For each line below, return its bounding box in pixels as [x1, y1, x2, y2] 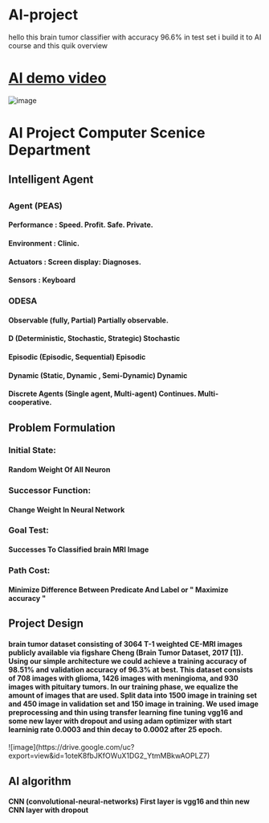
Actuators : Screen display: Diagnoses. [8, 257, 142, 266]
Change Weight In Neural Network [8, 504, 125, 514]
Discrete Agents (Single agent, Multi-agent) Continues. [8, 389, 197, 399]
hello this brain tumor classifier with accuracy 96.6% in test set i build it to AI [8, 32, 262, 42]
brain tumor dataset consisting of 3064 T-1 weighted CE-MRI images [8, 639, 243, 648]
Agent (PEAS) [8, 200, 63, 211]
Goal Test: [8, 525, 50, 536]
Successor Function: [8, 484, 91, 496]
